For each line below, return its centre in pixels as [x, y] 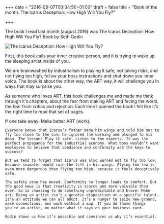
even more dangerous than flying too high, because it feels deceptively [82, 169]
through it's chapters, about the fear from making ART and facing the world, [82, 101]
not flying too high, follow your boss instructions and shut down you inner [80, 76]
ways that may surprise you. [34, 86]
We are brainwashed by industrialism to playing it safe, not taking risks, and [82, 71]
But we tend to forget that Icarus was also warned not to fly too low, [81, 160]
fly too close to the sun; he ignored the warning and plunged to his [79, 135]
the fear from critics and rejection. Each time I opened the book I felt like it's [82, 106]
